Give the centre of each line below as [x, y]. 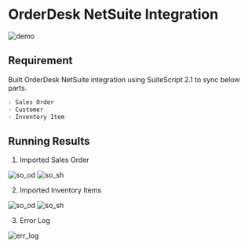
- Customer [26, 110]
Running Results [49, 141]
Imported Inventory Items [60, 190]
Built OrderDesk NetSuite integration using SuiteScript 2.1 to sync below [124, 79]
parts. [18, 88]
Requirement [40, 61]
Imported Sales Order [54, 160]
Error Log [35, 221]
